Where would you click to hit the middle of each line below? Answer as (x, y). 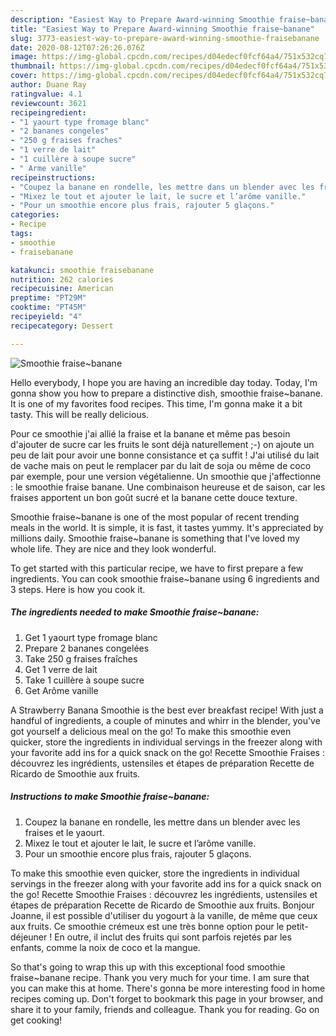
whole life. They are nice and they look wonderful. (113, 548)
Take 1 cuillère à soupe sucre (84, 680)
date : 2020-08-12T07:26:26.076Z (77, 47)
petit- (297, 926)
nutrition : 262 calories (62, 279)
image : (24, 57)
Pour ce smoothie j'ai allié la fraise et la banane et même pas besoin (150, 433)
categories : (35, 215)
